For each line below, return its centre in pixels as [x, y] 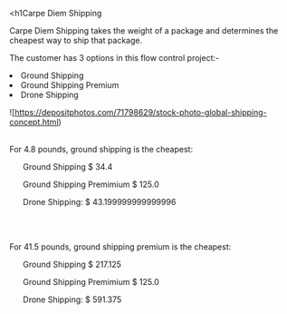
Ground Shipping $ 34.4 [67, 167]
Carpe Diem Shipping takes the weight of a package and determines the [144, 30]
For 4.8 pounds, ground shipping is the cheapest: [101, 149]
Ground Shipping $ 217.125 [72, 264]
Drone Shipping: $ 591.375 [72, 299]
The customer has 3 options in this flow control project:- [115, 58]
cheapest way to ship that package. [76, 40]
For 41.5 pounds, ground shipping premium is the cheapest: [120, 247]
